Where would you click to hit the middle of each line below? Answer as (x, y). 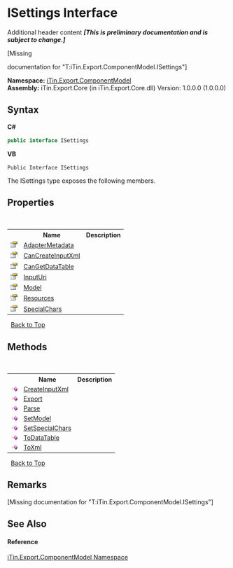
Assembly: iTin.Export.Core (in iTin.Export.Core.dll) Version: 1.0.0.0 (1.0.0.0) (116, 88)
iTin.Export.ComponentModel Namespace (68, 557)
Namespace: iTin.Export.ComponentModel (69, 80)
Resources (39, 298)
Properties (31, 203)
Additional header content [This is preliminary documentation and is (108, 32)
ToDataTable (41, 438)
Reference (23, 541)
